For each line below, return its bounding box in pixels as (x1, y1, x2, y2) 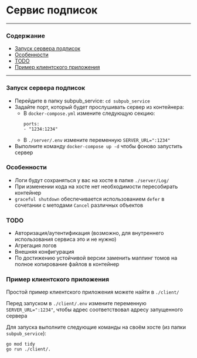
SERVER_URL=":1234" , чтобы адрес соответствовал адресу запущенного (6, 306, 184, 313)
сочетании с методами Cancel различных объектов (14, 202, 144, 209)
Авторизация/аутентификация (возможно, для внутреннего (14, 230, 164, 237)
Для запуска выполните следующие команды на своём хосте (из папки (6, 323, 186, 331)
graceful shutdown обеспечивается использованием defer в (14, 195, 165, 202)
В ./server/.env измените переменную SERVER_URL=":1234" (23, 136, 171, 144)
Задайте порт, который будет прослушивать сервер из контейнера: (14, 103, 185, 110)
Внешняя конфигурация (14, 248, 74, 255)
